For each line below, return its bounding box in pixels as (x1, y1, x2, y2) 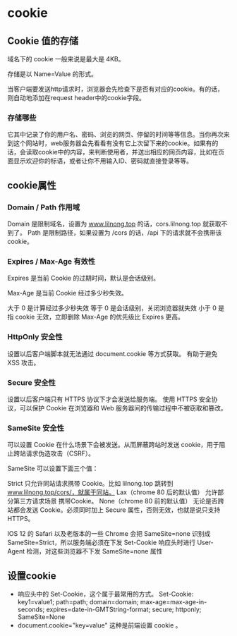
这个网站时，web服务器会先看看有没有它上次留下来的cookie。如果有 (13, 139, 212, 147)
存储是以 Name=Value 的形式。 (7, 70, 97, 78)
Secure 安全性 (7, 377, 56, 387)
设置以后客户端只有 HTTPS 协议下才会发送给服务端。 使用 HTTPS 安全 (7, 395, 212, 403)
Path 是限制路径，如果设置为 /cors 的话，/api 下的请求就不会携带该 (27, 228, 222, 237)
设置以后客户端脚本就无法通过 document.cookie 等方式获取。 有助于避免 (7, 349, 218, 357)
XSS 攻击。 (7, 358, 40, 367)
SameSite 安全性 (7, 423, 65, 433)
